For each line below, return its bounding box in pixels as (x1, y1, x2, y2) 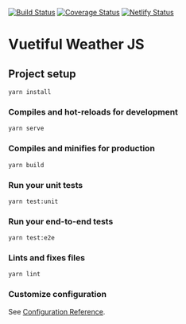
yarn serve (8, 124, 45, 133)
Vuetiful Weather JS (8, 36, 145, 53)
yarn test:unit (8, 197, 59, 205)
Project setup (8, 67, 77, 80)
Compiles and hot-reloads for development (8, 106, 179, 117)
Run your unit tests (8, 179, 83, 190)
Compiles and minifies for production (8, 143, 155, 154)
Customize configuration (8, 289, 107, 300)
